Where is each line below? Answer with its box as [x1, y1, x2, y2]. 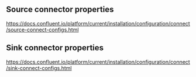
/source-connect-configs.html [6, 26, 79, 33]
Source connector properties [6, 5, 114, 14]
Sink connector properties [6, 43, 104, 53]
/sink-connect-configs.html [6, 64, 72, 71]
